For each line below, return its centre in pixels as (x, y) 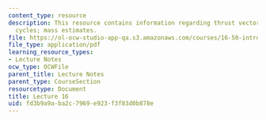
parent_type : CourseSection (55, 81)
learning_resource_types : (51, 52)
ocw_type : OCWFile (38, 67)
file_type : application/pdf (55, 45)
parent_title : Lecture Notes (56, 74)
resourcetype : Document (47, 89)
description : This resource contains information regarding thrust (122, 23)
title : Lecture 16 (38, 96)
